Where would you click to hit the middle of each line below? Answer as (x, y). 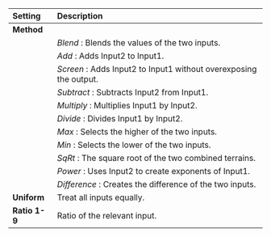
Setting (27, 16)
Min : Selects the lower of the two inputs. (134, 145)
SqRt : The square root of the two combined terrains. (156, 158)
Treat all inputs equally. (101, 197)
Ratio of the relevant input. (107, 216)
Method (28, 30)
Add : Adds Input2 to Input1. (110, 56)
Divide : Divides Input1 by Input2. (120, 118)
